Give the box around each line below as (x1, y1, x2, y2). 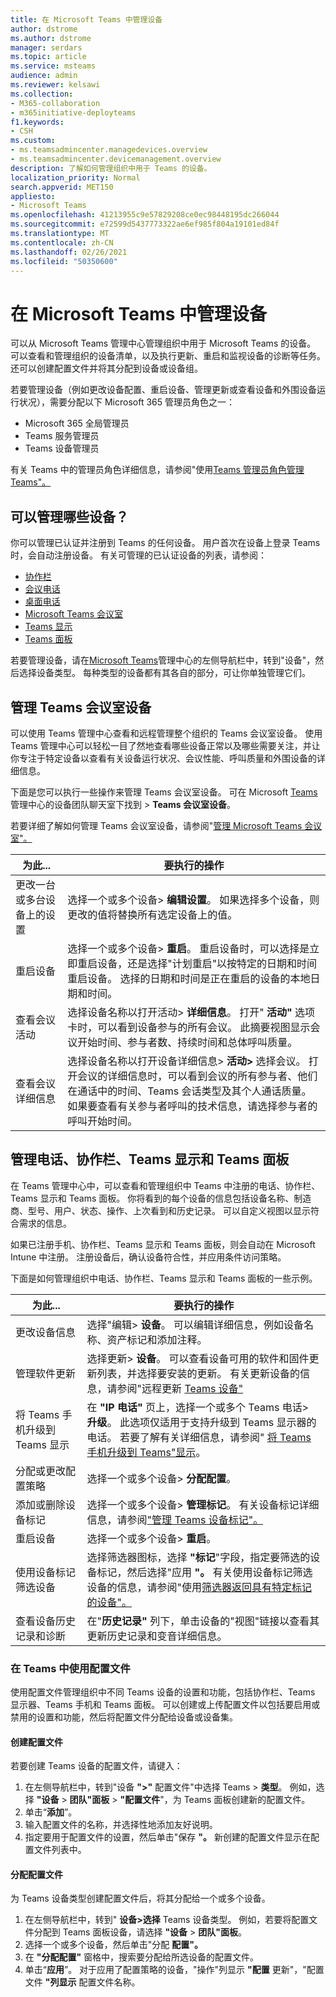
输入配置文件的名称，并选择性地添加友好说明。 (24, 1819, 218, 1831)
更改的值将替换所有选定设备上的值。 (67, 907, 238, 921)
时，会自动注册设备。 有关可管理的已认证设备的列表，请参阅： (10, 549, 267, 561)
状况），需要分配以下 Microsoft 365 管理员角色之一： (18, 396, 235, 408)
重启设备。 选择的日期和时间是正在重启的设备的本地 (67, 971, 311, 985)
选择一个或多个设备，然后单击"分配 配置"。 (24, 1939, 203, 1951)
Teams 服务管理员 (24, 430, 100, 442)
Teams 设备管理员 (24, 442, 100, 455)
